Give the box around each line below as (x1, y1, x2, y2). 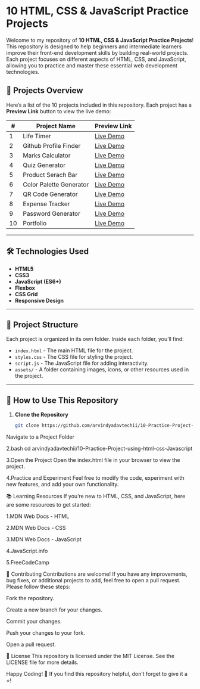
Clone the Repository (14, 411, 68, 418)
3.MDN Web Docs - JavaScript (6, 536, 82, 543)
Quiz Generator (23, 161, 66, 169)
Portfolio (23, 219, 46, 227)
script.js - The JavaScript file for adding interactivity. (14, 359, 149, 367)
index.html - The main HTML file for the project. (14, 347, 133, 354)
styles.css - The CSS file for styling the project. (14, 353, 133, 361)
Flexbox (14, 284, 36, 291)
